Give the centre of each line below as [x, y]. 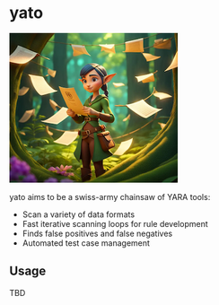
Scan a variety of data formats [79, 214]
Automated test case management [86, 243]
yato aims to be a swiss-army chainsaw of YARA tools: [110, 196]
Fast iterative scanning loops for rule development [115, 223]
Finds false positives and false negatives [97, 233]
